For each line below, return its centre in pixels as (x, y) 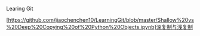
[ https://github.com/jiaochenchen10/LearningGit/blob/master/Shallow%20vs (100, 20)
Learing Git (20, 9)
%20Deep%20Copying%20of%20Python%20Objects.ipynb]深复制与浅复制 (99, 27)
